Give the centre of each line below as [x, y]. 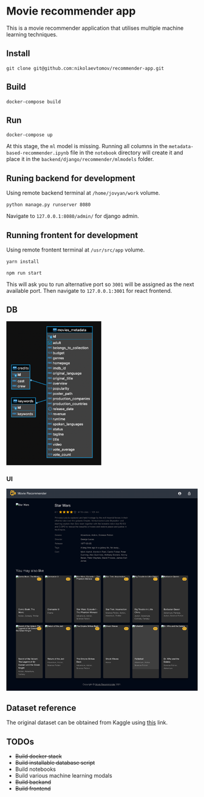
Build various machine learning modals [63, 776]
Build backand [33, 782]
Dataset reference [41, 708]
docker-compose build [34, 101]
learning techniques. [32, 34]
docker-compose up [29, 135]
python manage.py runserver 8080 [49, 205]
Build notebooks [36, 769]
